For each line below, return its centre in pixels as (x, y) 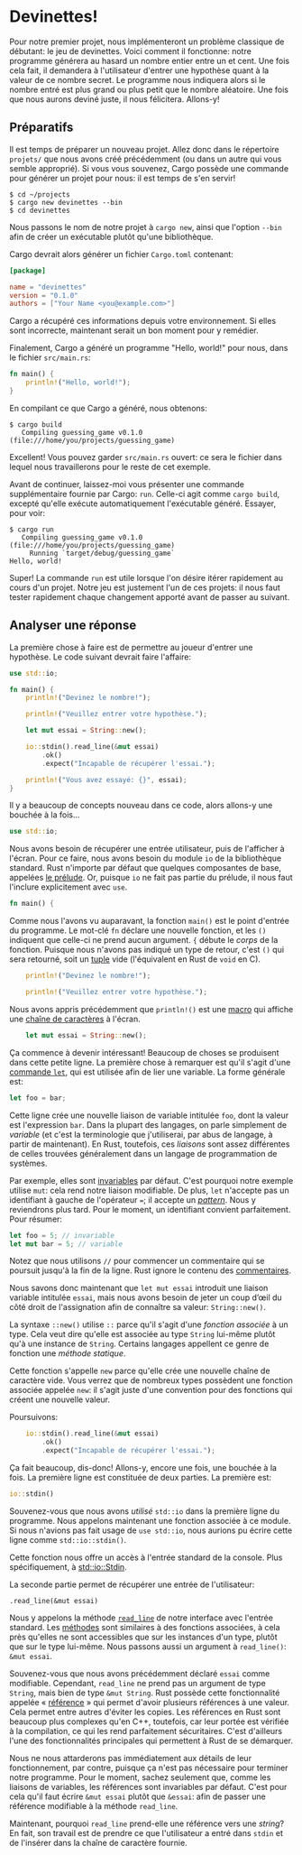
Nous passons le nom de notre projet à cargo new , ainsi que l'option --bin (146, 226)
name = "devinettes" (48, 287)
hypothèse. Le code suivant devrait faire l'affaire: (101, 657)
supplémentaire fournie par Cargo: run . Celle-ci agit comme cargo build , (145, 494)
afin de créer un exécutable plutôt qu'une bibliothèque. (111, 236)
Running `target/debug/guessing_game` (102, 553)
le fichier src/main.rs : (50, 357)
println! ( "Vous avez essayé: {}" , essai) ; (106, 780)
